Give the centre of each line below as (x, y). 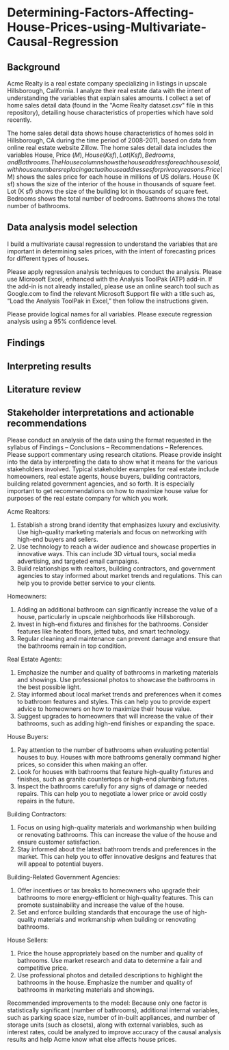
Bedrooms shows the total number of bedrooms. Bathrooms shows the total (114, 199)
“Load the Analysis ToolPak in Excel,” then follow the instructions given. (108, 301)
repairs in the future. (46, 801)
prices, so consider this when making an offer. (82, 764)
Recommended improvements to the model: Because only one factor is (107, 1003)
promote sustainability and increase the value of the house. (100, 905)
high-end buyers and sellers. (57, 539)
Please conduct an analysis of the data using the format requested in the (109, 440)
